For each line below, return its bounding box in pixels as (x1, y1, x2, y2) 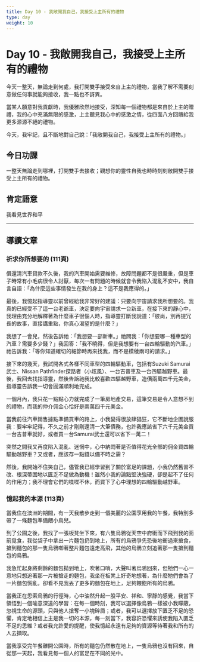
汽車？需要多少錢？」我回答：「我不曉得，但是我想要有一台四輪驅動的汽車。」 (6, 340, 194, 347)
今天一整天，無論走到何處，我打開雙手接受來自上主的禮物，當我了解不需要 (6, 83, 189, 90)
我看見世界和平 (6, 210, 43, 218)
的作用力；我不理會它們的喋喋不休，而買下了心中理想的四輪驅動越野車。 (6, 478, 183, 485)
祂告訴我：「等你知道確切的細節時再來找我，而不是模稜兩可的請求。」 (6, 347, 173, 354)
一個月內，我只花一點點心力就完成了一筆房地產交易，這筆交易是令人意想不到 (6, 395, 194, 402)
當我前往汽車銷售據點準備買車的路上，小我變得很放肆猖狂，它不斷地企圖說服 (6, 415, 194, 422)
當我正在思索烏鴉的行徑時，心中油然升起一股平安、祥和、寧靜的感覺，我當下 (6, 592, 194, 599)
